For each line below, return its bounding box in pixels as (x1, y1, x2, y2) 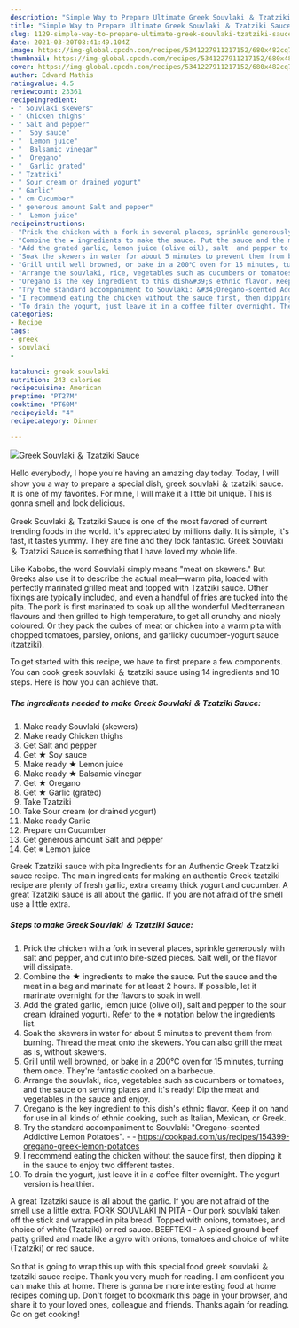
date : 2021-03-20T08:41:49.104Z (10, 37, 130, 47)
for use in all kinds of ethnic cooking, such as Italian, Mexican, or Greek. (22, 1112, 287, 1123)
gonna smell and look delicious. (10, 498, 126, 508)
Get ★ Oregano (22, 777, 81, 788)
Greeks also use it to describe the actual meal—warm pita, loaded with (10, 573, 269, 584)
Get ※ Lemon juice (22, 844, 90, 854)
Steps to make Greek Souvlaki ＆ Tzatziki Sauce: (10, 920, 193, 931)
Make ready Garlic (22, 815, 90, 826)
